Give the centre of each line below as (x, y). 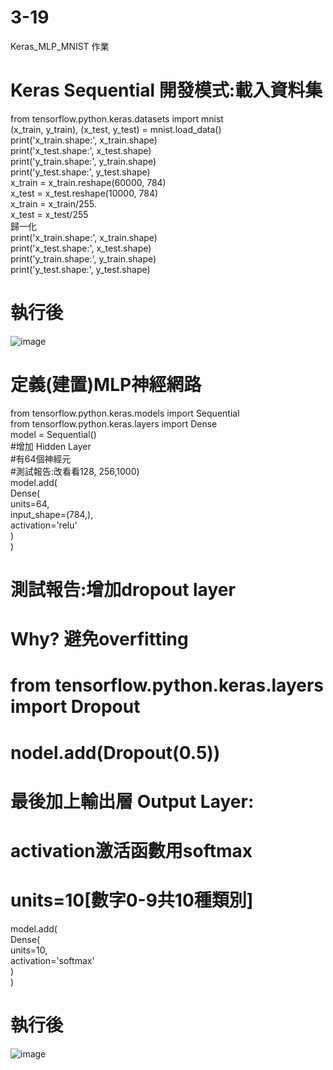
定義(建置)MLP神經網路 (106, 385)
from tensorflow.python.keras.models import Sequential (125, 413)
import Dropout (75, 707)
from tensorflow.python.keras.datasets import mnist (117, 118)
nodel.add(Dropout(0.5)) (115, 752)
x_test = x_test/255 (49, 214)
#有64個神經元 (41, 458)
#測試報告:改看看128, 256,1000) (75, 471)
